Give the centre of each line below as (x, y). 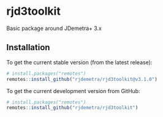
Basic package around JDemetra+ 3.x (54, 28)
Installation (28, 47)
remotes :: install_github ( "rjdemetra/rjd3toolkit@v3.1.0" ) (82, 79)
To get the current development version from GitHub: (73, 91)
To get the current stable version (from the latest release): (79, 62)
